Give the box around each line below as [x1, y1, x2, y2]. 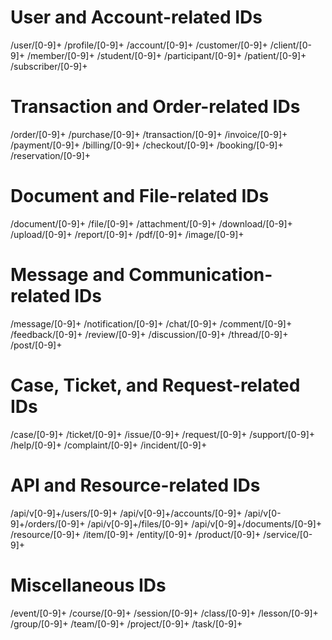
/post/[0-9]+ [10, 339, 63, 351]
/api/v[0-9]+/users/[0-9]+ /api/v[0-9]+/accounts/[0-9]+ [10, 507, 243, 519]
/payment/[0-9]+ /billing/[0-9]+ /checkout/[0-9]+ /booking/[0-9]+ [10, 139, 284, 151]
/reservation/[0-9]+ [10, 149, 92, 161]
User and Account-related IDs [10, 6, 263, 29]
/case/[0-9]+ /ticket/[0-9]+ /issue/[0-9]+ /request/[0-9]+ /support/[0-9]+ [10, 428, 316, 440]
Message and [10, 264, 125, 286]
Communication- [128, 264, 273, 286]
